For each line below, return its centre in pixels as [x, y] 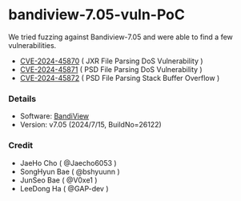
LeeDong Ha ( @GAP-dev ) [64, 188]
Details [22, 98]
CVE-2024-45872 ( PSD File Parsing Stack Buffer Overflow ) [120, 78]
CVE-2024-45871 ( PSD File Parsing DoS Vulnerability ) [111, 69]
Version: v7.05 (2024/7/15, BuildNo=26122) [90, 125]
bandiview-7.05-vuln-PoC [97, 15]
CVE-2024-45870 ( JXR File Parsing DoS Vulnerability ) [111, 61]
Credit [21, 146]
